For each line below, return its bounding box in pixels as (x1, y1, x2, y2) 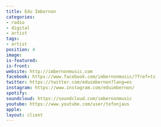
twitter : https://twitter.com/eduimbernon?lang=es (6, 80, 132, 85)
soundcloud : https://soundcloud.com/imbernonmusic (6, 95, 132, 101)
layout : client (6, 112, 43, 118)
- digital (6, 25, 30, 31)
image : (6, 52, 22, 58)
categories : (6, 14, 35, 20)
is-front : (6, 63, 30, 69)
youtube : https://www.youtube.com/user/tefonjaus (6, 101, 130, 107)
